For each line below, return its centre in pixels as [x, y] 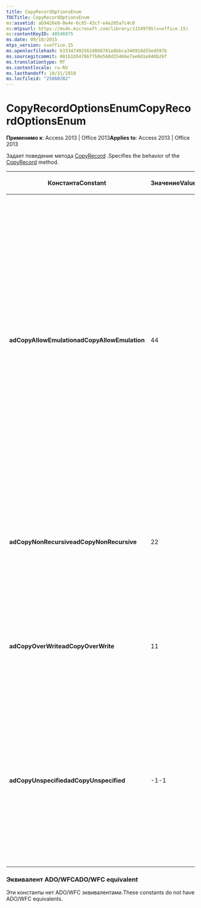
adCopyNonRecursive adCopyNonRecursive [73, 542]
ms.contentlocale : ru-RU [37, 68]
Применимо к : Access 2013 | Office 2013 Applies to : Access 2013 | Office [98, 138]
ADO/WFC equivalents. [34, 899]
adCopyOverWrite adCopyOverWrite [62, 646]
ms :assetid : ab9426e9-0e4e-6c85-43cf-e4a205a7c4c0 [71, 23]
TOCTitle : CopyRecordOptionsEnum [48, 17]
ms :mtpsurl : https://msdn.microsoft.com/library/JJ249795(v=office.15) [97, 29]
